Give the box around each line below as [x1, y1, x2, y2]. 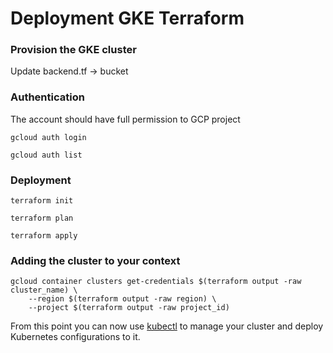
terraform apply [10, 231, 78, 241]
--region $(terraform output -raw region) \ [28, 294, 217, 304]
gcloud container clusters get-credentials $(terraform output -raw [10, 277, 302, 287]
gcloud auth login [10, 132, 87, 142]
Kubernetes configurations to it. [10, 331, 141, 343]
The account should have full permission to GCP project [10, 113, 241, 125]
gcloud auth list [10, 150, 83, 160]
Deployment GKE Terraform [10, 7, 245, 30]
